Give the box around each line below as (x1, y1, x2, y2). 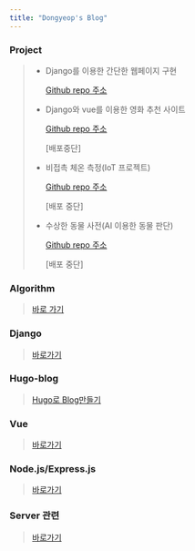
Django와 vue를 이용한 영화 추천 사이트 (45, 104, 186, 115)
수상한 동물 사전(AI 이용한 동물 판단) (45, 219, 174, 230)
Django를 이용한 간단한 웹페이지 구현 (45, 65, 178, 76)
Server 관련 (9, 509, 60, 522)
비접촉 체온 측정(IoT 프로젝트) (45, 161, 151, 173)
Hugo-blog (9, 372, 59, 385)
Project (9, 43, 43, 56)
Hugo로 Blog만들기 (31, 393, 102, 405)
